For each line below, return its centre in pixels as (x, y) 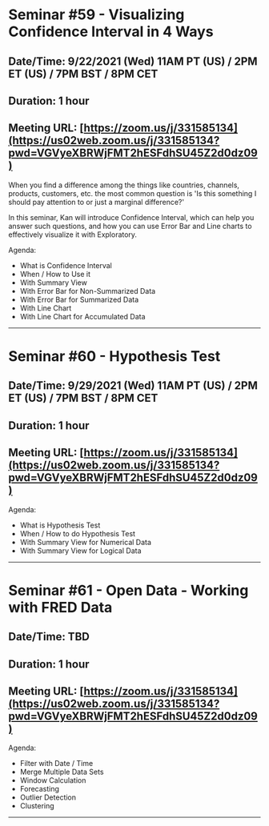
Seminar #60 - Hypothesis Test (114, 356)
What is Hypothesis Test (60, 525)
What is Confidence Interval (66, 265)
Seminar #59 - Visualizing (96, 15)
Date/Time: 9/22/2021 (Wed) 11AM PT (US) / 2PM (133, 61)
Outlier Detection (48, 797)
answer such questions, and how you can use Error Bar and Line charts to (130, 226)
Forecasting (40, 789)
